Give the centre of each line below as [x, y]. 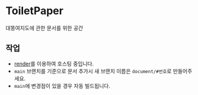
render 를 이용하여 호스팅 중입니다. [54, 64]
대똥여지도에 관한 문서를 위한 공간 [44, 28]
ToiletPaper [34, 11]
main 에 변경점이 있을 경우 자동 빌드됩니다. [62, 86]
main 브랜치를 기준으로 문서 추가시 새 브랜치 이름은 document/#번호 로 [93, 71]
